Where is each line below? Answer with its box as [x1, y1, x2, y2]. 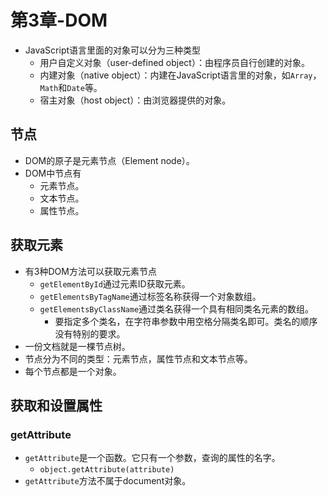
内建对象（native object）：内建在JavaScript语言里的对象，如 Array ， [39, 69, 322, 81]
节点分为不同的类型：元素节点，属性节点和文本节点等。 [24, 352, 253, 365]
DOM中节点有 [24, 167, 82, 179]
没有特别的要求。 [54, 327, 126, 340]
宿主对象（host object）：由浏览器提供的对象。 [39, 94, 232, 106]
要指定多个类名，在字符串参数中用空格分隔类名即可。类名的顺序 [54, 315, 318, 327]
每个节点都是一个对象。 [24, 365, 122, 377]
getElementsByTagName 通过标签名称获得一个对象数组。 [39, 290, 262, 302]
